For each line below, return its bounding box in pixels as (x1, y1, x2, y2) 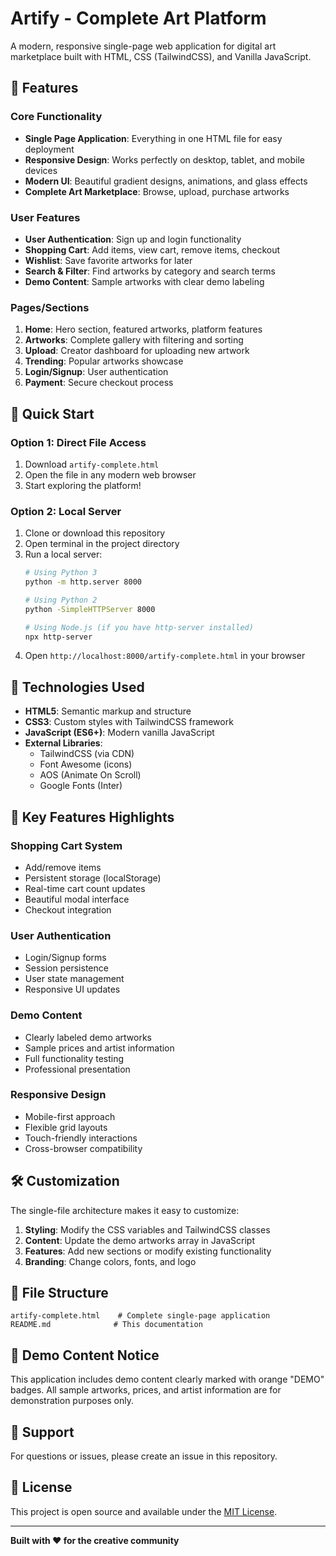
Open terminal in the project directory (24, 538, 180, 550)
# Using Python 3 (24, 568, 98, 578)
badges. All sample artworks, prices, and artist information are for (10, 1384, 282, 1396)
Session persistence (24, 962, 109, 974)
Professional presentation (24, 1063, 131, 1075)
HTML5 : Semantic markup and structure (24, 705, 192, 717)
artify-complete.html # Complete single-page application (10, 1311, 271, 1321)
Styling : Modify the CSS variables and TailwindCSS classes (24, 1223, 271, 1236)
